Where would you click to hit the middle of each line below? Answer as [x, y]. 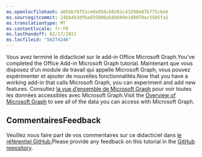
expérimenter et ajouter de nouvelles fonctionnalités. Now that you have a [97, 76]
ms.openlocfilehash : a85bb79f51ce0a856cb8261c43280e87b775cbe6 [87, 12]
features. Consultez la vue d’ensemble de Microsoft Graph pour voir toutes [99, 89]
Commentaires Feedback [54, 121]
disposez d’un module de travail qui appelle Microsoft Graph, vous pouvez [99, 69]
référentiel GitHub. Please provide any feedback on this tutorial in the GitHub [101, 141]
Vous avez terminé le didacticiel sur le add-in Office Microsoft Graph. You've [100, 57]
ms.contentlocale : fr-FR [37, 29]
